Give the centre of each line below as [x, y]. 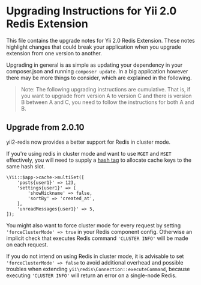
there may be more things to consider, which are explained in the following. [99, 78]
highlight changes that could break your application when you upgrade [94, 47]
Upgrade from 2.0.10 [45, 127]
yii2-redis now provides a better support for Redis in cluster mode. [88, 142]
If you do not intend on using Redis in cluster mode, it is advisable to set [95, 256]
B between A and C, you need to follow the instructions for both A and [107, 102]
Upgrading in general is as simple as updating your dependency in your [94, 65]
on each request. [27, 244]
